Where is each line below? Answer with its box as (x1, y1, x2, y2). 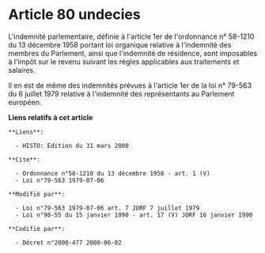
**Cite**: (8, 156, 41, 164)
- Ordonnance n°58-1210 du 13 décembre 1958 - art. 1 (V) (15, 169, 211, 177)
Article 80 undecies (8, 6, 141, 24)
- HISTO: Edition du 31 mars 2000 (15, 142, 129, 149)
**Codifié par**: (8, 225, 66, 232)
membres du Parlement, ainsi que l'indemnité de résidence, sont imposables (8, 48, 258, 58)
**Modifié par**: (8, 190, 66, 198)
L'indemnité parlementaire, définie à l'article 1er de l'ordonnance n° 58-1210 (8, 32, 255, 41)
